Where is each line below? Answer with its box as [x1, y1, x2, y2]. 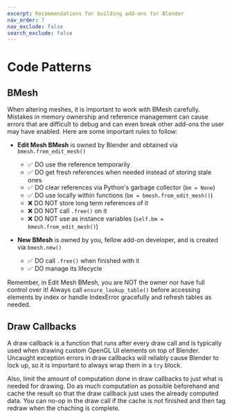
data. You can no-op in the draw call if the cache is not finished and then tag [7, 397, 226, 405]
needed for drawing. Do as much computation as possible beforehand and [7, 382, 220, 391]
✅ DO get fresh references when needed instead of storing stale [27, 168, 212, 177]
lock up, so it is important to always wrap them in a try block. [7, 361, 182, 370]
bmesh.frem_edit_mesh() [17, 148, 87, 155]
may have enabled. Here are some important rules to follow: [7, 128, 178, 136]
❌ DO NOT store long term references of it [27, 199, 149, 207]
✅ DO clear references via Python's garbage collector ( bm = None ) [27, 183, 216, 191]
